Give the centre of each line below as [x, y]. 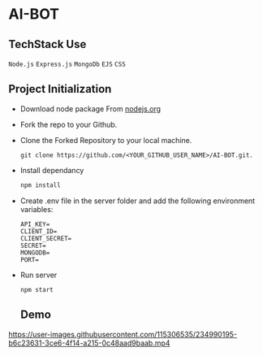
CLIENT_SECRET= [46, 238]
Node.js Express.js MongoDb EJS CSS [67, 64]
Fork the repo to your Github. [69, 124]
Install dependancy [52, 170]
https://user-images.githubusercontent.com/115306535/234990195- [123, 334]
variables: [37, 209]
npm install [40, 185]
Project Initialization [60, 89]
